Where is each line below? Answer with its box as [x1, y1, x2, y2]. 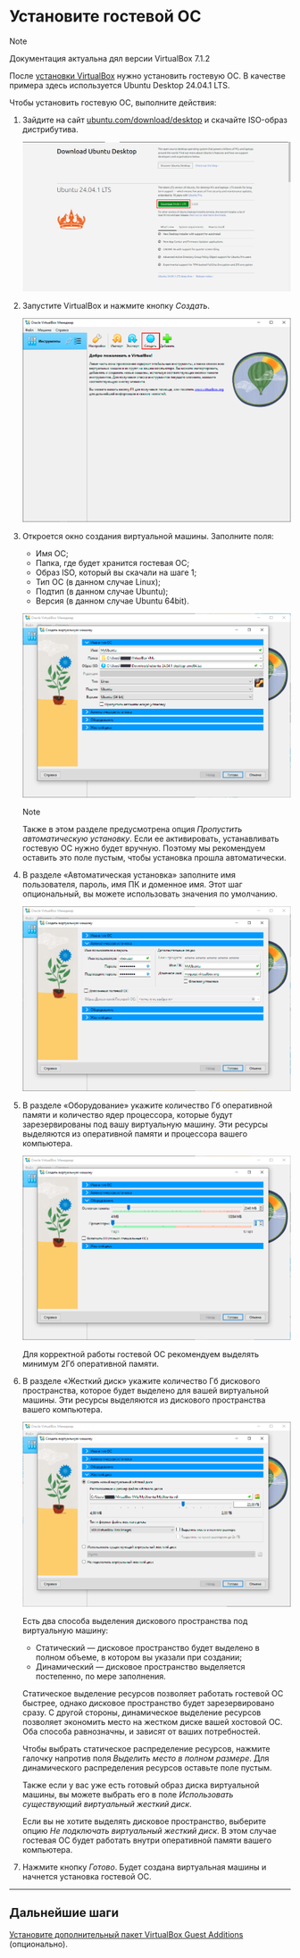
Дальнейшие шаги [9, 1905, 119, 1921]
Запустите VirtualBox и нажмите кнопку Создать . [21, 300, 211, 311]
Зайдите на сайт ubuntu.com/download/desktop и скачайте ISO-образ [21, 114, 287, 125]
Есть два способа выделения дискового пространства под [21, 1616, 248, 1627]
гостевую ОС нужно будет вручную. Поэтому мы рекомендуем [21, 843, 266, 854]
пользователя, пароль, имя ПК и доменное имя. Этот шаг [21, 879, 243, 890]
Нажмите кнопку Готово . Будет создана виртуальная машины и [21, 1862, 267, 1872]
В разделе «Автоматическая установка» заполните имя [21, 870, 237, 880]
